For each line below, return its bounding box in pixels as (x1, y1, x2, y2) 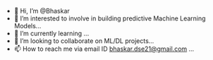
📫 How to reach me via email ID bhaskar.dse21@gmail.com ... (13, 44, 195, 53)
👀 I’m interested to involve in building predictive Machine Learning (13, 14, 206, 23)
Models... (13, 22, 42, 30)
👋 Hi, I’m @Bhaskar (13, 7, 71, 15)
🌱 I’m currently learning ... (13, 29, 90, 37)
